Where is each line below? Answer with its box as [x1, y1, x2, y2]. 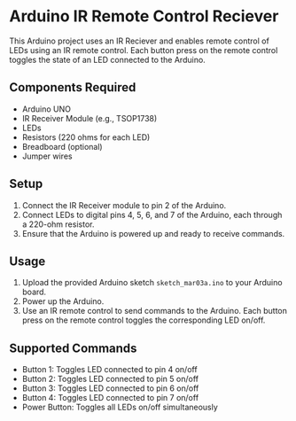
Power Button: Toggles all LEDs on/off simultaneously [21, 402, 219, 413]
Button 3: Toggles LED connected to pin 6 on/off [21, 383, 199, 394]
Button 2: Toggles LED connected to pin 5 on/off [21, 374, 199, 385]
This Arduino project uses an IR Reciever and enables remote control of [9, 35, 270, 46]
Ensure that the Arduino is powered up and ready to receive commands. [21, 228, 285, 238]
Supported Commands [9, 340, 137, 355]
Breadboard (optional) [21, 141, 104, 152]
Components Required [9, 80, 136, 95]
